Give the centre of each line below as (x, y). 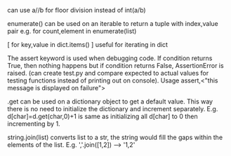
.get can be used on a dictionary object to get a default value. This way (110, 101)
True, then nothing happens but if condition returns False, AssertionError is (115, 65)
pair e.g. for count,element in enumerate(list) (72, 31)
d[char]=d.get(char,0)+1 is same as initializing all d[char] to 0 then (103, 116)
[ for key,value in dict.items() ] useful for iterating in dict (88, 44)
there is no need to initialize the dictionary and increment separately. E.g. (113, 109)
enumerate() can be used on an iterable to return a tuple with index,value (113, 23)
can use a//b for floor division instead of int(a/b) (77, 10)
